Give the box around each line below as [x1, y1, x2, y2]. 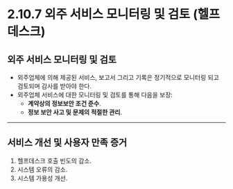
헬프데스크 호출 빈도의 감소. [17, 156, 92, 165]
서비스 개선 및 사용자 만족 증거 [7, 137, 128, 149]
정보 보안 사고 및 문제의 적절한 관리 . [27, 108, 123, 116]
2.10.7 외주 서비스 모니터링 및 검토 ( [7, 6, 198, 22]
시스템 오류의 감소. [17, 165, 68, 174]
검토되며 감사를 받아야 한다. [17, 82, 92, 90]
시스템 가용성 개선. [17, 174, 68, 182]
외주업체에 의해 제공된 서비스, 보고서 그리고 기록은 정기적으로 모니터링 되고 [17, 74, 220, 81]
